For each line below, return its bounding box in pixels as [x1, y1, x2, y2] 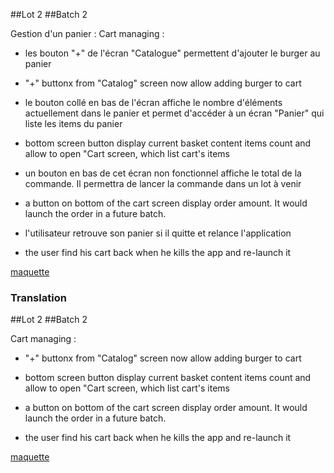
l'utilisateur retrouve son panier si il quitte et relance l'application [24, 227, 292, 239]
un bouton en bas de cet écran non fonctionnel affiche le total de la [24, 167, 302, 179]
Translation [10, 290, 67, 304]
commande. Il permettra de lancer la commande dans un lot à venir [24, 178, 302, 189]
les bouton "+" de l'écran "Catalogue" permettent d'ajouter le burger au [24, 47, 321, 59]
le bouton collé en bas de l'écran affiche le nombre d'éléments [24, 97, 283, 108]
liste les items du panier [24, 118, 123, 129]
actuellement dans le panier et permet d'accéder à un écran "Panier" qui [24, 107, 325, 119]
